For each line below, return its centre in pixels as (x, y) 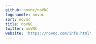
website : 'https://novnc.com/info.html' (49, 33)
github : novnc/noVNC (27, 10)
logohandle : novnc (25, 15)
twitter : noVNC (21, 29)
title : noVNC (19, 24)
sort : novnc (18, 19)
